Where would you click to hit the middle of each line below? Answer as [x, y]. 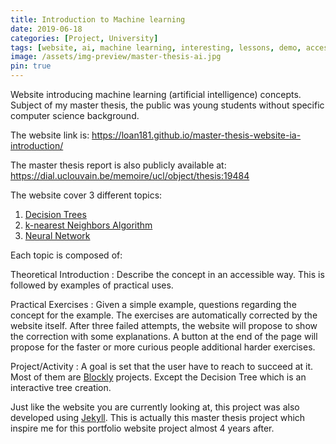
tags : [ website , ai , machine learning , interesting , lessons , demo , [156, 47]
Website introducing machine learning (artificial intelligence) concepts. [156, 94]
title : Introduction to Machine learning [98, 19]
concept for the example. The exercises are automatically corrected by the [164, 315]
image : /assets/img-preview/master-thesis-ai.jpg [116, 57]
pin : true [31, 66]
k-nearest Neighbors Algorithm [88, 225]
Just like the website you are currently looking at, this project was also [155, 407]
